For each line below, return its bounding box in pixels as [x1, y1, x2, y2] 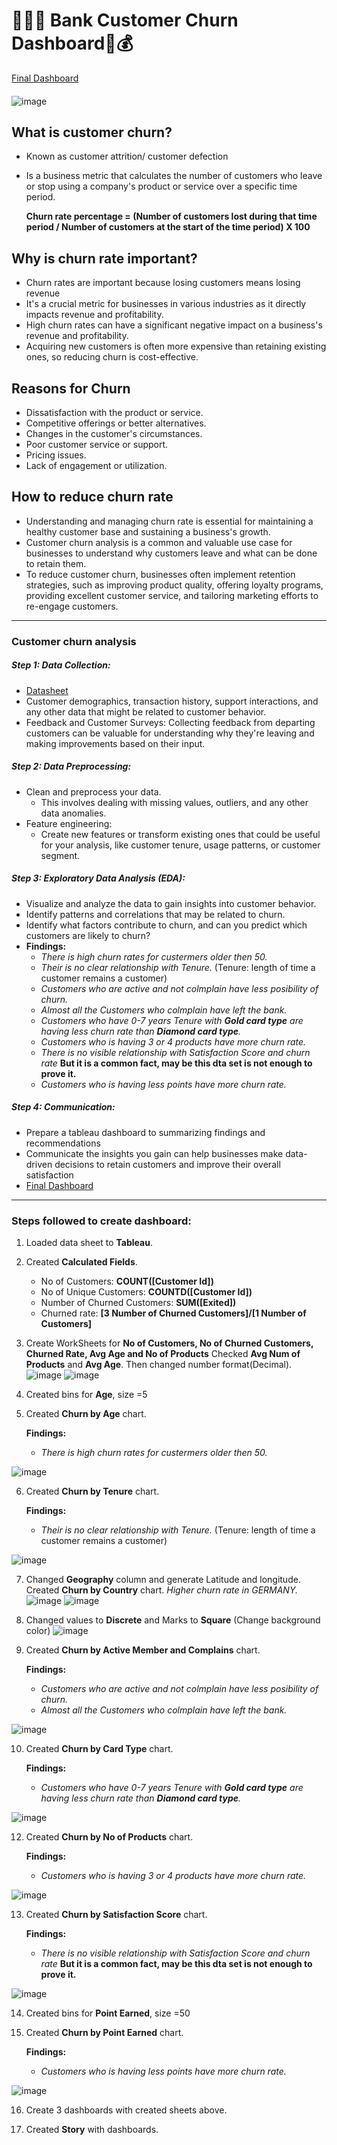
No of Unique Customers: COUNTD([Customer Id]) [40, 1285, 253, 1298]
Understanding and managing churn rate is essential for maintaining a [25, 515, 314, 527]
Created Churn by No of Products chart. [25, 1830, 194, 1843]
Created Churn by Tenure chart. [25, 1485, 160, 1497]
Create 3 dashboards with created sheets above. [25, 2104, 228, 2116]
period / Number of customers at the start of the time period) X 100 [25, 221, 311, 233]
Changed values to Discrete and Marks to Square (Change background [25, 1614, 321, 1626]
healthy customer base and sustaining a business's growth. [25, 525, 271, 538]
